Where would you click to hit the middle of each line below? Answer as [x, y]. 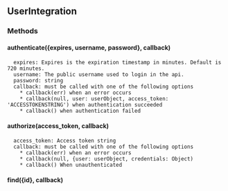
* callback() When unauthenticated [71, 165]
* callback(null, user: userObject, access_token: [94, 99]
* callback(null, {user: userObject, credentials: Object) [107, 158]
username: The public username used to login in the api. [99, 74]
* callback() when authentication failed [80, 111]
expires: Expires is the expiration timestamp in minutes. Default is [117, 62]
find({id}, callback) [35, 180]
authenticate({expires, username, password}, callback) [89, 47]
